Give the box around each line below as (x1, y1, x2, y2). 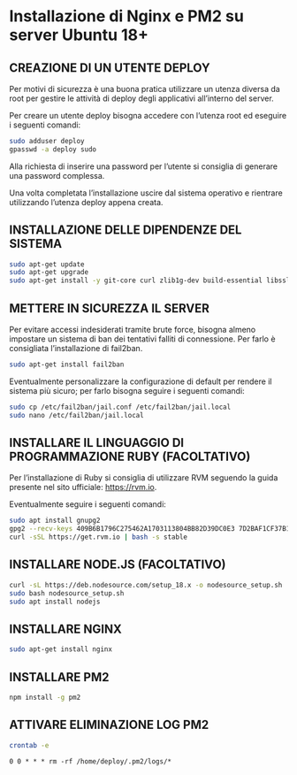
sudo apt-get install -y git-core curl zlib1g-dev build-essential (9, 276, 263, 285)
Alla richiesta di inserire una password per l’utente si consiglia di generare (9, 161, 278, 172)
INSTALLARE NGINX (9, 621, 122, 636)
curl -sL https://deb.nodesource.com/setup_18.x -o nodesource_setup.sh (9, 580, 283, 589)
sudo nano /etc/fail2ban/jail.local (9, 411, 144, 419)
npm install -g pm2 (9, 693, 81, 702)
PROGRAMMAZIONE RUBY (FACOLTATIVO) (9, 449, 251, 464)
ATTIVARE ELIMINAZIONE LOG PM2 (9, 717, 209, 733)
